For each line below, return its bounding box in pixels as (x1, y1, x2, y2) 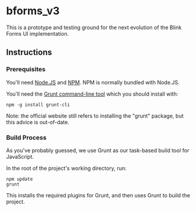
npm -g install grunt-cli (6, 102, 70, 108)
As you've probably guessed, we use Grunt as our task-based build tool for (6, 147, 189, 154)
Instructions (6, 48, 52, 58)
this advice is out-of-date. (6, 118, 70, 125)
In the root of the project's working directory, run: (6, 165, 127, 172)
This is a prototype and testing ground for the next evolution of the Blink (6, 24, 182, 31)
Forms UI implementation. (6, 30, 69, 37)
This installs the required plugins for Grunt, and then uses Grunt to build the (6, 191, 191, 199)
